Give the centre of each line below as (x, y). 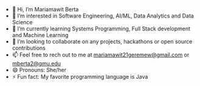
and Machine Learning (40, 35)
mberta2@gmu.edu (36, 63)
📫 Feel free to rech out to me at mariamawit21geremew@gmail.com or (101, 55)
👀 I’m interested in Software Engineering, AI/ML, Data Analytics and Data (103, 16)
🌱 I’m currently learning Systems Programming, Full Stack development (101, 28)
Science (22, 22)
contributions (29, 48)
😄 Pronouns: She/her (39, 70)
